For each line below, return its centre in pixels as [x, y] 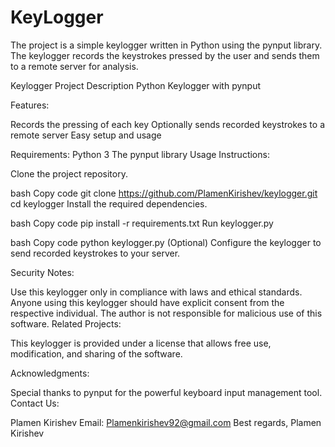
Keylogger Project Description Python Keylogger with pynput [136, 85]
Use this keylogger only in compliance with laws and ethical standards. [156, 292]
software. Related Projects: [66, 323]
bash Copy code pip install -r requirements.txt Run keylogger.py [142, 223]
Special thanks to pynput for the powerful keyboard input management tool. [166, 392]
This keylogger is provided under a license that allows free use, [141, 343]
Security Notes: [42, 272]
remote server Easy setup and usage [86, 135]
